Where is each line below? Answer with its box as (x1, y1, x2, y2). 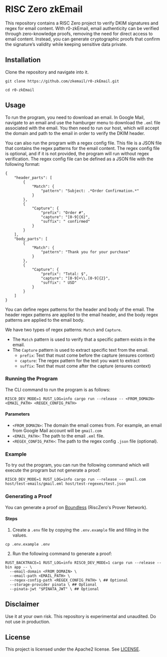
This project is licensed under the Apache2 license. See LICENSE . (5, 646, 141, 653)
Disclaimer (5, 600, 39, 609)
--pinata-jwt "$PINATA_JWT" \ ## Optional (9, 586, 99, 592)
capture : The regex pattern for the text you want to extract (19, 357, 140, 363)
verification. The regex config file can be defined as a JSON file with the (5, 156, 154, 162)
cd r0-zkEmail (5, 87, 35, 92)
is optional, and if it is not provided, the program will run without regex (5, 150, 150, 156)
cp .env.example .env (5, 542, 50, 547)
